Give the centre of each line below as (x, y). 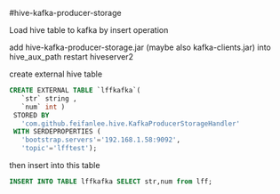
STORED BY (31, 115)
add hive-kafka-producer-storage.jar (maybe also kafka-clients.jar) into (140, 47)
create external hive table (56, 74)
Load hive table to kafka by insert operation (89, 30)
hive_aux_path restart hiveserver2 (71, 57)
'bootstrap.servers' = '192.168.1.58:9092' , (100, 140)
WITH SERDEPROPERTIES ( (57, 132)
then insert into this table (55, 165)
